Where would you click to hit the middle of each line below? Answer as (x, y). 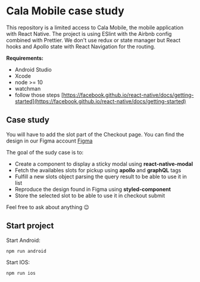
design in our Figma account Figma (49, 141)
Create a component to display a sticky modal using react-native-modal (104, 164)
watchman (28, 88)
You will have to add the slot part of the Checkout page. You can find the (95, 134)
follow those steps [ (39, 95)
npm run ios (21, 273)
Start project (30, 226)
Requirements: (25, 58)
